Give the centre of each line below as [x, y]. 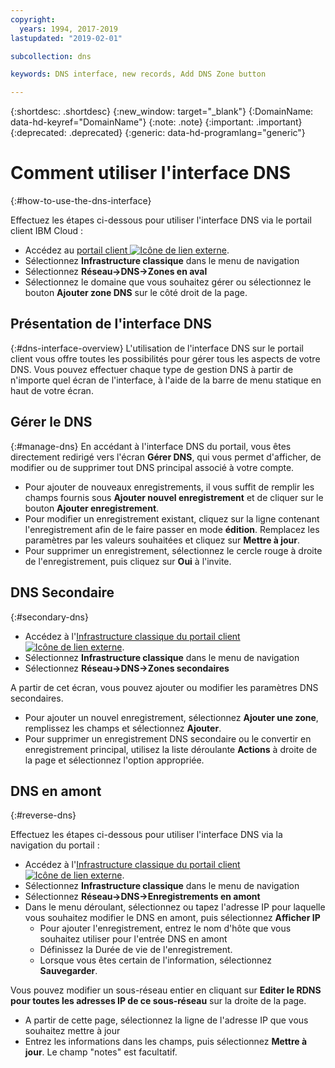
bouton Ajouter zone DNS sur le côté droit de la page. [136, 293]
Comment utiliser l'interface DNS [151, 173]
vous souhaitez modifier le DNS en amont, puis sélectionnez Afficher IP [172, 918]
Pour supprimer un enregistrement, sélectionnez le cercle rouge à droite [173, 550]
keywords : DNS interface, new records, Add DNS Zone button [138, 74]
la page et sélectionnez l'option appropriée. [114, 760]
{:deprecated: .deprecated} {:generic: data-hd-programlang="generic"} [158, 133]
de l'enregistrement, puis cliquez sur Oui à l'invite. [128, 561]
